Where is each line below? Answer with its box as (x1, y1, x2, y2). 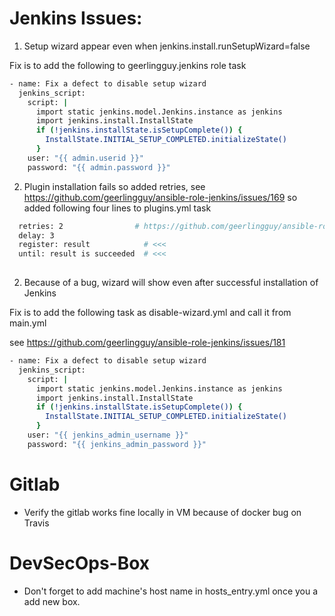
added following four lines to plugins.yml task (23, 202, 212, 214)
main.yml (9, 317, 47, 329)
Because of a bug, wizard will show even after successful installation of (23, 277, 319, 289)
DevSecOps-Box (9, 552, 151, 574)
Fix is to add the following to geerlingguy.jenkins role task (9, 59, 247, 71)
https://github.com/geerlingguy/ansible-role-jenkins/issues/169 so (23, 191, 298, 203)
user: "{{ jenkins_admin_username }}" (27, 430, 189, 441)
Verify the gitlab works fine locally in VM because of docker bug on (23, 506, 302, 518)
